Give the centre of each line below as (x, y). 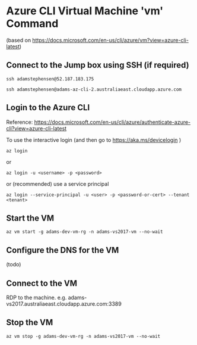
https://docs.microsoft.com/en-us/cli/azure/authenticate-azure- (112, 122)
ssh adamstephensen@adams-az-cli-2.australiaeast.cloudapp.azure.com (94, 89)
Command (32, 24)
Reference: (20, 122)
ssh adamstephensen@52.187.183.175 (50, 79)
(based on (19, 40)
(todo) (14, 265)
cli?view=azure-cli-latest (36, 128)
